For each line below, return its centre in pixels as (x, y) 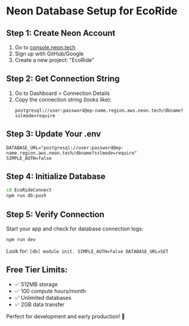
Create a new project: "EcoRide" (55, 60)
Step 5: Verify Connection (55, 214)
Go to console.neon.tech (45, 47)
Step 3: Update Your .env (54, 134)
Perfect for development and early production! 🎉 (66, 316)
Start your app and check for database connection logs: (75, 229)
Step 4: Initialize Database (56, 176)
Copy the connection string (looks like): (63, 99)
